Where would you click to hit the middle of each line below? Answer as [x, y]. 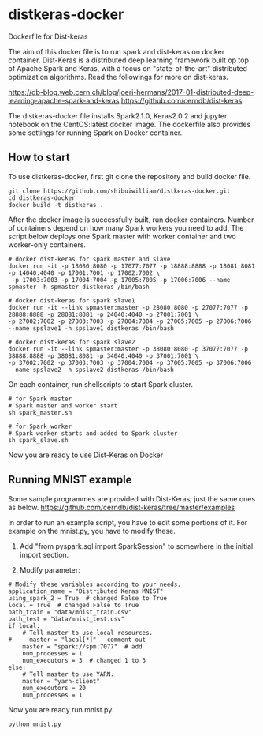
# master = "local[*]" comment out [77, 640]
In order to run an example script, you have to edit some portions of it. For [128, 522]
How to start [39, 158]
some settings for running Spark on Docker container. [95, 133]
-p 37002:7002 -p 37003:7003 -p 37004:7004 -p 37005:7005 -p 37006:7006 [130, 362]
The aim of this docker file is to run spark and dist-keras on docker [117, 51]
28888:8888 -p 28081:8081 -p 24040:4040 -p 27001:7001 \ [104, 314]
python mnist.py [35, 724]
